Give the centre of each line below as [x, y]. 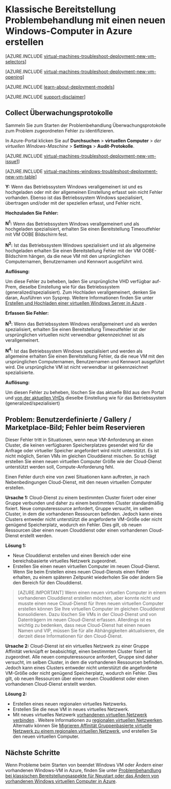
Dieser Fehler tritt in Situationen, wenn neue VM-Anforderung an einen [80, 440]
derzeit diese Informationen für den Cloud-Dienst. [70, 636]
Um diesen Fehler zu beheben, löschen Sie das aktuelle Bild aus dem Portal [85, 392]
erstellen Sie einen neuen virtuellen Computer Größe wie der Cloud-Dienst [83, 462]
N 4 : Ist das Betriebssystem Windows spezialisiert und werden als [74, 350]
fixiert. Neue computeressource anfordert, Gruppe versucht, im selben [80, 509]
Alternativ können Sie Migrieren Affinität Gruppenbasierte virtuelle [82, 726]
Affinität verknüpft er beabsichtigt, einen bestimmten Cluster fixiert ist [79, 651]
